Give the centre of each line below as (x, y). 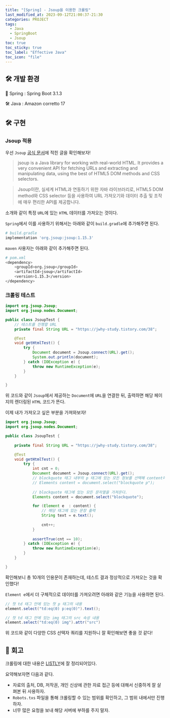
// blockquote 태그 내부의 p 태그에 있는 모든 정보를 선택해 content (97, 478)
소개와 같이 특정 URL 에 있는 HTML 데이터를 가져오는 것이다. (62, 213)
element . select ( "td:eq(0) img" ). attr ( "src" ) (53, 623)
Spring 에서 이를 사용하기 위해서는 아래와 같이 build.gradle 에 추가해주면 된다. (82, 223)
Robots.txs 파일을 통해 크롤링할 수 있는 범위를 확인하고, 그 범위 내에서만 (84, 698)
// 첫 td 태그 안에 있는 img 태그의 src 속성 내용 (52, 618)
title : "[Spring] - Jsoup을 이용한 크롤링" (48, 10)
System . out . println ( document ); (65, 357)
